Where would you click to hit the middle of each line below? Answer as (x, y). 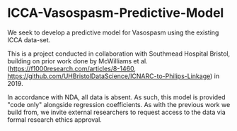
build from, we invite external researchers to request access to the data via (117, 112)
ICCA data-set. (29, 39)
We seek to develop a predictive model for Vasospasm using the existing (113, 32)
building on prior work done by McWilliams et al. (77, 61)
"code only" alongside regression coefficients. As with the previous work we (119, 104)
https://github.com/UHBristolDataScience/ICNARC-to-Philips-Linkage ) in (114, 76)
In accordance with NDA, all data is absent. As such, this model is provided (116, 97)
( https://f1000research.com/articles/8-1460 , (72, 68)
